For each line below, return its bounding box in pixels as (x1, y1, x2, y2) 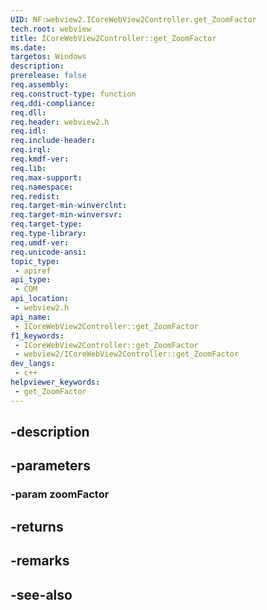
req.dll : (10, 107, 47, 118)
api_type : (10, 275, 52, 285)
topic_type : (10, 256, 60, 266)
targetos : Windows (10, 52, 87, 62)
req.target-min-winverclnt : (10, 201, 128, 211)
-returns (10, 518, 64, 535)
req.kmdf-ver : (10, 154, 70, 164)
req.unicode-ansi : (10, 247, 87, 257)
